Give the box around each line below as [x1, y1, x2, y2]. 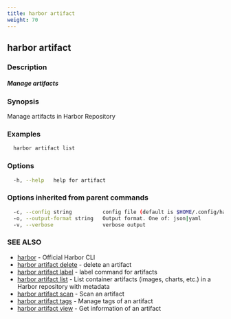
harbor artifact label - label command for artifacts [16, 268, 158, 276]
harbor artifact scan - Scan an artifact [16, 290, 125, 298]
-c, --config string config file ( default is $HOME [13, 209, 192, 215]
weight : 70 [7, 16, 38, 23]
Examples [7, 130, 41, 139]
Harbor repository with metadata [16, 282, 110, 290]
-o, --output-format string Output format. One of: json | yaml [13, 215, 201, 222]
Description [7, 62, 47, 72]
